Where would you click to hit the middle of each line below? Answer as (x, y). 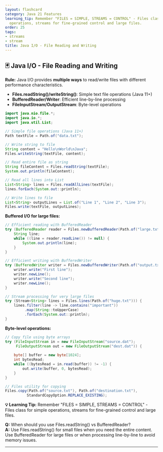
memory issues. (21, 440)
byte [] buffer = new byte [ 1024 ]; (48, 355)
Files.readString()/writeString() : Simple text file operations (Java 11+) (82, 94)
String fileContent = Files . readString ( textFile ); (57, 167)
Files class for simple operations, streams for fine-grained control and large (81, 410)
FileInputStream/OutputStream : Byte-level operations (66, 105)
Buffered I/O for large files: (33, 216)
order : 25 (15, 28)
